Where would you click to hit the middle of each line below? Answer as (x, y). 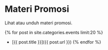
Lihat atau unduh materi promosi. (39, 23)
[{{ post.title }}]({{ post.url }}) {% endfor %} (56, 42)
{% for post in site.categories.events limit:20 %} (54, 32)
